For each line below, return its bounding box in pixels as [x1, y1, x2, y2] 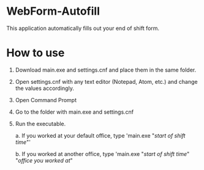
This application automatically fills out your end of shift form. [6, 24, 160, 32]
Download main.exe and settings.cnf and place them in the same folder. [15, 66, 197, 73]
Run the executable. [15, 120, 66, 127]
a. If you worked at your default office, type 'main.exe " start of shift [15, 131, 186, 139]
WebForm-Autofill [6, 4, 100, 18]
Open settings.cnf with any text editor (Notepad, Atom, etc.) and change [15, 78, 198, 85]
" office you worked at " [15, 157, 74, 164]
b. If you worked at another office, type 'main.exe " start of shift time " [15, 150, 190, 157]
